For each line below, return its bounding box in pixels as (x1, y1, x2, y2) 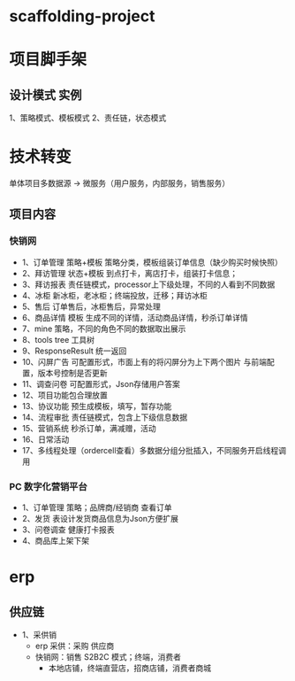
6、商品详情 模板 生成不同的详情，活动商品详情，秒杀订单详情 (21, 312, 249, 322)
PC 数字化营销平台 (9, 480, 88, 492)
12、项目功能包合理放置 (21, 390, 109, 400)
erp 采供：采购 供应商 (34, 640, 115, 652)
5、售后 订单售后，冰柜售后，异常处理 (21, 301, 162, 312)
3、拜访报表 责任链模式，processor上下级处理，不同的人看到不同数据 (21, 279, 276, 290)
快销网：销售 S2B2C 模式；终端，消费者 (34, 652, 181, 662)
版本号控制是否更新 (37, 368, 108, 378)
